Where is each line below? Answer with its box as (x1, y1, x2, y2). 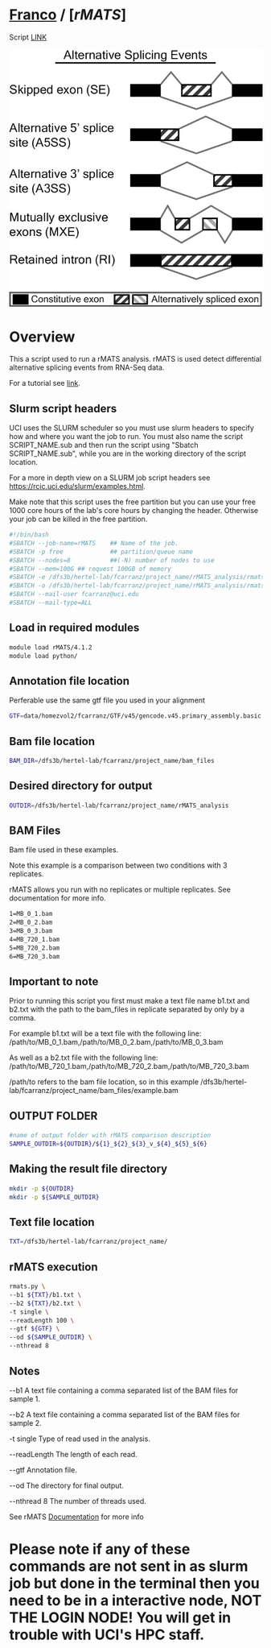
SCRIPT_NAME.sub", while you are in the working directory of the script (9, 449, 247, 458)
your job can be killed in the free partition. (9, 514, 148, 524)
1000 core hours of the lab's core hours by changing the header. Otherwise (9, 506, 259, 516)
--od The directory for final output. (9, 1480, 124, 1490)
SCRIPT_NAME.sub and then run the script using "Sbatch (9, 441, 199, 450)
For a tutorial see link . (9, 379, 81, 388)
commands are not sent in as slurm (9, 1557, 248, 1576)
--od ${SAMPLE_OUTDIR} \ (9, 1333, 92, 1342)
